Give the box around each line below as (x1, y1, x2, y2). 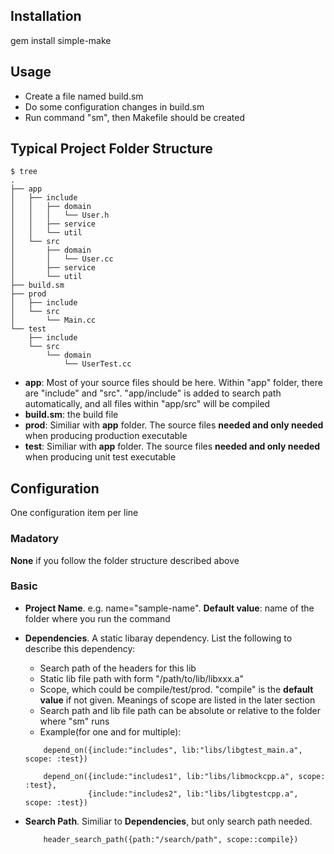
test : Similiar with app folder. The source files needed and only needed (24, 440, 321, 453)
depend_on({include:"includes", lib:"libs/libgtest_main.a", (43, 745, 303, 755)
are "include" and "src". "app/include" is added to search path (24, 387, 282, 399)
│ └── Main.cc (10, 315, 97, 326)
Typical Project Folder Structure (10, 140, 213, 158)
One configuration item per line (10, 507, 139, 519)
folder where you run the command (24, 612, 171, 624)
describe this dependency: (24, 642, 136, 654)
